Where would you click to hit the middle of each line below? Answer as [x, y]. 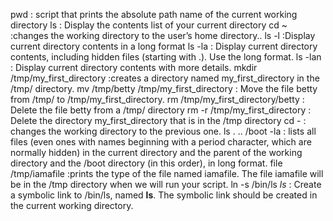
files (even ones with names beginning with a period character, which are [161, 142]
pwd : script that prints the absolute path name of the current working [154, 14]
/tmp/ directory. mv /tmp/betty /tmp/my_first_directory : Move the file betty [164, 88]
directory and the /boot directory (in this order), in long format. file [146, 163]
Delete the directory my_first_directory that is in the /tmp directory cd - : [158, 120]
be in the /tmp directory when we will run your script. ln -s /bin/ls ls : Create [166, 184]
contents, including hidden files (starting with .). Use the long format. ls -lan [166, 57]
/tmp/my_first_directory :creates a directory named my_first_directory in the [165, 78]
